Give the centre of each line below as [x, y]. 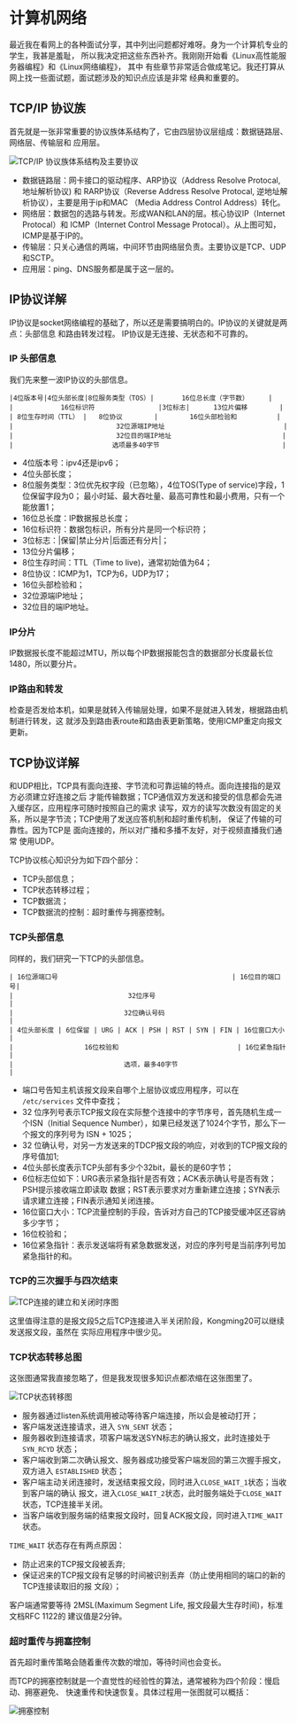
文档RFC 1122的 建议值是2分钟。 [68, 1616]
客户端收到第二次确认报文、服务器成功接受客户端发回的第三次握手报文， [153, 1460]
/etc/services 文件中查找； [72, 1101]
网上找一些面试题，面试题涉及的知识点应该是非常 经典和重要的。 [126, 77]
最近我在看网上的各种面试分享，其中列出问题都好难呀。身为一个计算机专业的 [148, 44]
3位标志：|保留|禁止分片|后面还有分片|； [95, 540]
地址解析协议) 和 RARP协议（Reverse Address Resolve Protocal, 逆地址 [151, 191]
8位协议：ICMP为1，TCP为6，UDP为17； [97, 573]
